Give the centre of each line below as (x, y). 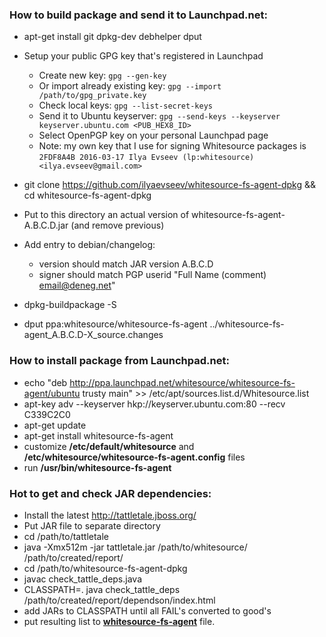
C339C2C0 (47, 414)
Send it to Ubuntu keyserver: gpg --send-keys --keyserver (159, 116)
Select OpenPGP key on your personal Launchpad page (153, 135)
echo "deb (45, 382)
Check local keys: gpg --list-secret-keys (125, 105)
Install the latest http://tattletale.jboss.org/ (110, 515)
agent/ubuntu (52, 393)
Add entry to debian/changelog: (89, 245)
